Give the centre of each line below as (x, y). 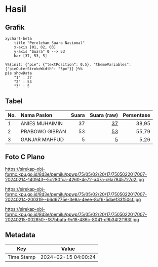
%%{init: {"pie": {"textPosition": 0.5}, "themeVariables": (68, 65)
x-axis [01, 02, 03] (35, 47)
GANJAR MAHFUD (42, 139)
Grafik (15, 27)
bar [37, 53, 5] (31, 56)
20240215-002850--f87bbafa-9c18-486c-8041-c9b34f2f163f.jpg (72, 219)
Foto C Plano (25, 157)
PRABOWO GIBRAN (43, 131)
